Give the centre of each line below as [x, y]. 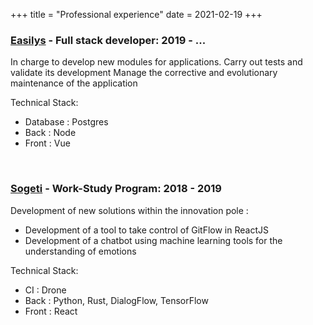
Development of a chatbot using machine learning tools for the [153, 240]
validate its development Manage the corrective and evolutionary [144, 73]
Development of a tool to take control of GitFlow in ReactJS [146, 230]
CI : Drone [45, 290]
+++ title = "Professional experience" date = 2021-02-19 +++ [136, 14]
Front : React [51, 311]
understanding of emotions [80, 251]
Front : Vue [47, 143]
